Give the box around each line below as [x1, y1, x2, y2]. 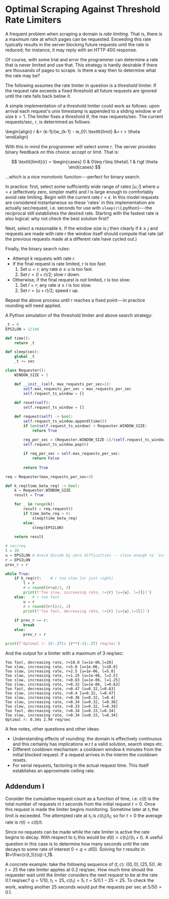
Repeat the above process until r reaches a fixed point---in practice [5, 297, 145, 303]
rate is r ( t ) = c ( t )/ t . [5, 819, 43, 825]
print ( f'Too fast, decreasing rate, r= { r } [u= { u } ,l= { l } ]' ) [23, 609, 150, 614]
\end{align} [5, 134, 29, 140]
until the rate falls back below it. [5, 93, 71, 99]
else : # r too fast [14, 594, 59, 600]
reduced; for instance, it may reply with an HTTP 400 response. [5, 47, 137, 53]
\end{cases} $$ [68, 164, 101, 170]
